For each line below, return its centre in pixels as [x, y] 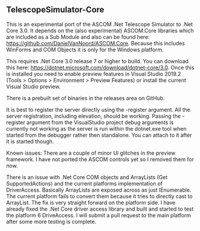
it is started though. [30, 141]
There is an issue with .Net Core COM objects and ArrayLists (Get [87, 177]
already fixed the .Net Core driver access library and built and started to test [100, 209]
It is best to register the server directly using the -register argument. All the [99, 109]
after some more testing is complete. [51, 221]
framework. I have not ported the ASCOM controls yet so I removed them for [100, 159]
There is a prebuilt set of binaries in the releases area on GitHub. [86, 98]
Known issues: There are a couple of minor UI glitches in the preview [91, 153]
